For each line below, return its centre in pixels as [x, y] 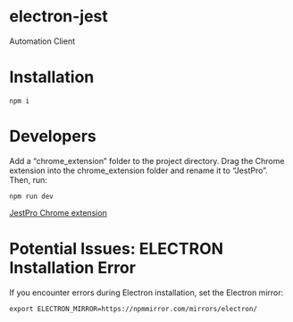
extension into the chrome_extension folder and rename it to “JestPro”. [138, 170]
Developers [53, 136]
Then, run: [28, 179]
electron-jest [59, 17]
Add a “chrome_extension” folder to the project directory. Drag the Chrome [147, 161]
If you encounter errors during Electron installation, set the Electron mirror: [146, 293]
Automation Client [42, 41]
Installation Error [73, 268]
